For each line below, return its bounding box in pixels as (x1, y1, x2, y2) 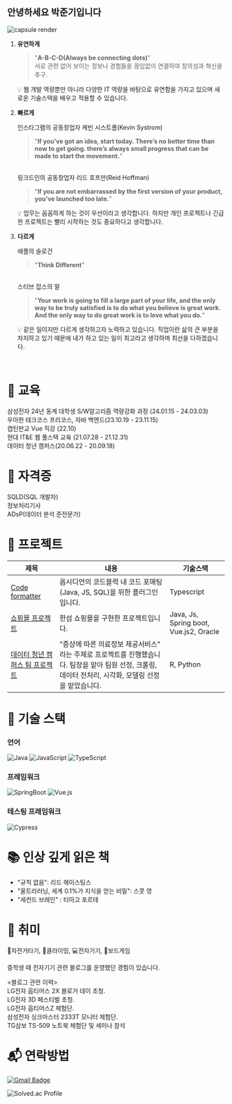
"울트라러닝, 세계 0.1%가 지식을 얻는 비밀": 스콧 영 (17, 887, 153, 895)
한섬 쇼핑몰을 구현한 (59, 613, 121, 623)
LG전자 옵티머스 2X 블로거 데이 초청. (7, 986, 106, 995)
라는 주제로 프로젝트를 (59, 649, 127, 659)
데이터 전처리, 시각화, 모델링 (59, 670, 146, 680)
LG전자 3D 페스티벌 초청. (7, 995, 75, 1004)
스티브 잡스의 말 (17, 282, 60, 291)
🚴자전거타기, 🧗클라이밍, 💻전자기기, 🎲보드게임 (7, 946, 130, 954)
